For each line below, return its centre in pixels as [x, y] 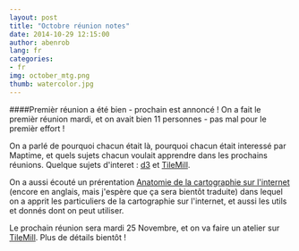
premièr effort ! [37, 128]
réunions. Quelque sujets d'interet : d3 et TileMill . [100, 164]
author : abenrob [39, 42]
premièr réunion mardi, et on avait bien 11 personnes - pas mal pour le [138, 119]
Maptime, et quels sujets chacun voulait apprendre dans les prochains [139, 155]
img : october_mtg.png [50, 76]
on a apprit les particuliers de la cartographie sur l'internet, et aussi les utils [148, 201]
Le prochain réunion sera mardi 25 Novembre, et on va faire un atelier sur [145, 228]
